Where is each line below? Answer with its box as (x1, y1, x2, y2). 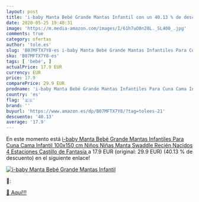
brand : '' (6, 102, 31, 109)
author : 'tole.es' (6, 42, 52, 48)
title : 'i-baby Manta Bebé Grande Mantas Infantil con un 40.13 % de (6, 14, 182, 20)
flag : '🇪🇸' (6, 97, 36, 103)
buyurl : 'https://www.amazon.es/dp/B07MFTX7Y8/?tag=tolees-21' (6, 108, 166, 114)
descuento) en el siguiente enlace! (6, 154, 91, 162)
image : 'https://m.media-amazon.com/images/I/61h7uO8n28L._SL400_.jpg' (6, 25, 187, 31)
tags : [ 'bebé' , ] (6, 58, 52, 64)
